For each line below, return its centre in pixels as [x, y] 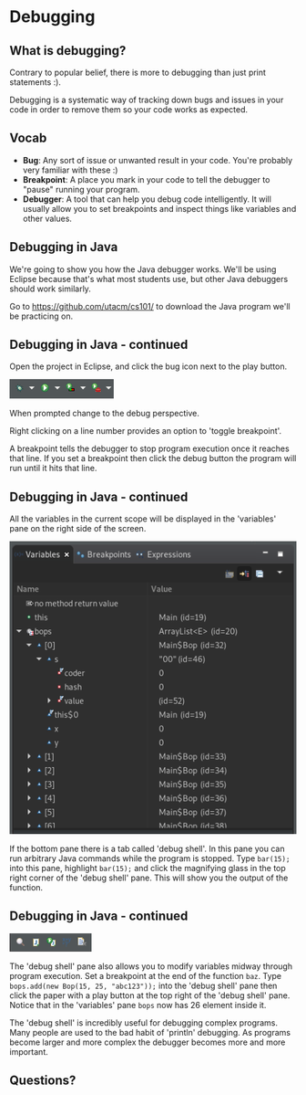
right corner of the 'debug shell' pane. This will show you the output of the [149, 878]
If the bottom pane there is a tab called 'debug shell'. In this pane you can [147, 849]
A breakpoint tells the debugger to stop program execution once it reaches [149, 448]
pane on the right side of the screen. [78, 529]
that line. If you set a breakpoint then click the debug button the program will [153, 458]
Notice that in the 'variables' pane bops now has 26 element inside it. [138, 1005]
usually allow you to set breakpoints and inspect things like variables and [159, 208]
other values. [47, 218]
